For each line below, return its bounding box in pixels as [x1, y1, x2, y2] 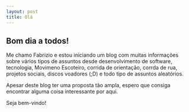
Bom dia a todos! [6, 36, 69, 46]
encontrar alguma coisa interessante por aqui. [6, 88, 118, 95]
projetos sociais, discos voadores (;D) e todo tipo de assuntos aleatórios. [6, 70, 184, 77]
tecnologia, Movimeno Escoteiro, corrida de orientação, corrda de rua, [6, 64, 178, 71]
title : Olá [6, 14, 33, 20]
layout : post [6, 8, 38, 15]
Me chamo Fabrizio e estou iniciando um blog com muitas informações [6, 51, 179, 59]
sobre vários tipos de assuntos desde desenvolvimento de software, [6, 58, 172, 65]
